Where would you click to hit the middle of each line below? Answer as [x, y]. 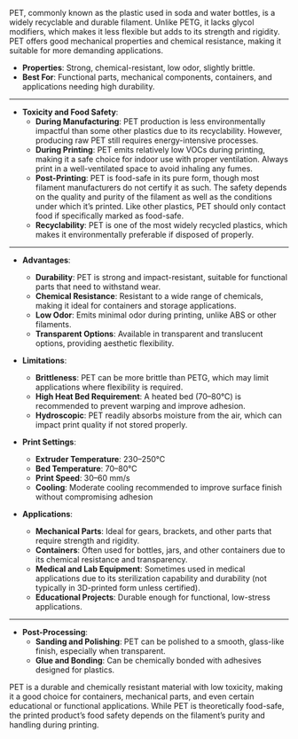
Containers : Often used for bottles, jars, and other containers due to [160, 550]
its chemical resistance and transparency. [111, 559]
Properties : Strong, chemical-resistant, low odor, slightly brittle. [138, 67]
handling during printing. [54, 725]
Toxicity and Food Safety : [70, 112]
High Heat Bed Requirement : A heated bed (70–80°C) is [138, 397]
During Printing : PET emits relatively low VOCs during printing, [150, 149]
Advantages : [46, 260]
